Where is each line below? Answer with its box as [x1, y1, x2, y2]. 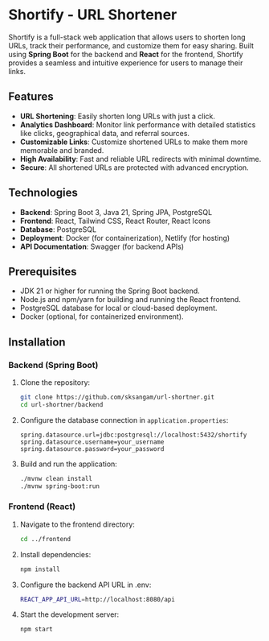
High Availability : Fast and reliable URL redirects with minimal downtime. [19, 154, 262, 163]
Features [8, 90, 54, 104]
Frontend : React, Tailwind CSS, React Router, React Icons [19, 216, 211, 225]
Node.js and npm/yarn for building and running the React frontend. [19, 295, 241, 304]
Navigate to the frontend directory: [19, 519, 135, 529]
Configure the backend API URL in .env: [19, 580, 152, 589]
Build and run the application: [19, 459, 118, 469]
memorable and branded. [19, 145, 104, 155]
